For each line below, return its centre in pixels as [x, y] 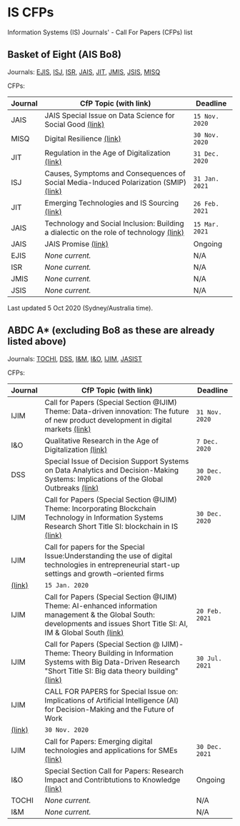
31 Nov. [209, 412]
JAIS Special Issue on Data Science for [110, 115]
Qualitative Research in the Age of [102, 440]
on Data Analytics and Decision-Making [111, 470]
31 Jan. [206, 178]
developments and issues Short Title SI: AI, [116, 623]
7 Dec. [207, 441]
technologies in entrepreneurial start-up [112, 565]
